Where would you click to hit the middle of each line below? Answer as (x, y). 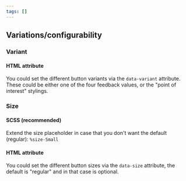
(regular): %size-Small (32, 139)
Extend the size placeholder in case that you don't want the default (87, 133)
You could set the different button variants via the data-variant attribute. (93, 79)
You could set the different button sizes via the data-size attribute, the (91, 166)
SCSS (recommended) (34, 120)
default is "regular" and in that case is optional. (62, 172)
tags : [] (17, 11)
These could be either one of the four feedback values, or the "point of (91, 85)
